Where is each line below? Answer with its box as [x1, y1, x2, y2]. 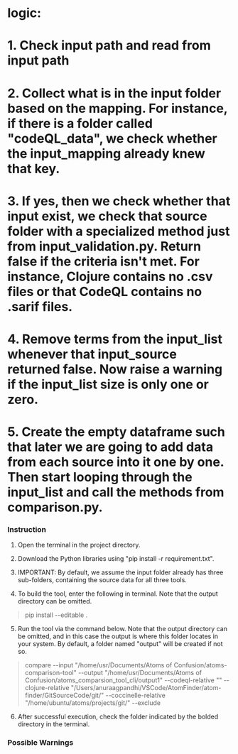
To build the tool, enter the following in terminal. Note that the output [17, 589, 218, 598]
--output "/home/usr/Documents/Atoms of [77, 669, 202, 677]
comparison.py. [7, 499, 103, 515]
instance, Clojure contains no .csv [7, 268, 213, 285]
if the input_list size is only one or [7, 376, 210, 392]
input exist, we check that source [7, 208, 207, 224]
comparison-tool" [24, 669, 77, 677]
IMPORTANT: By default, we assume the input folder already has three [17, 568, 224, 577]
